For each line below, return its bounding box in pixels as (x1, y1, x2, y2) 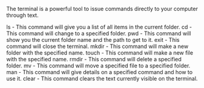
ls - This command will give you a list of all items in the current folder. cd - (6, 24, 192, 30)
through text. (6, 12, 39, 19)
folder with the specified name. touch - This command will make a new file (6, 49, 194, 56)
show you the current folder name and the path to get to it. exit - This (6, 36, 180, 43)
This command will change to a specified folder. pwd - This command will (6, 30, 191, 37)
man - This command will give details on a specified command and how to (6, 69, 193, 75)
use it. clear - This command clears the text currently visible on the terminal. (6, 75, 198, 82)
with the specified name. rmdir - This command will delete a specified (6, 56, 181, 63)
